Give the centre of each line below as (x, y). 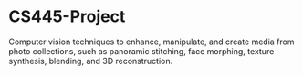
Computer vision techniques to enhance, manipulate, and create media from (151, 42)
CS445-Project (67, 17)
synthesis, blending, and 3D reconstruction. (91, 61)
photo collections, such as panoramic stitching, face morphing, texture (141, 51)
